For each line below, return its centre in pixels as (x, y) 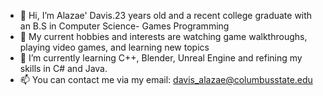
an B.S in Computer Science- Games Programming (124, 26)
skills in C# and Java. (63, 68)
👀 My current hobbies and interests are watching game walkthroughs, (163, 36)
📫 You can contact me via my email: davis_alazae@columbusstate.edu (166, 79)
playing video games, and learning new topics (114, 47)
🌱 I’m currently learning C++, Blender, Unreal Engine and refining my (161, 58)
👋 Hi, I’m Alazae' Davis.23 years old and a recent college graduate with (166, 15)
